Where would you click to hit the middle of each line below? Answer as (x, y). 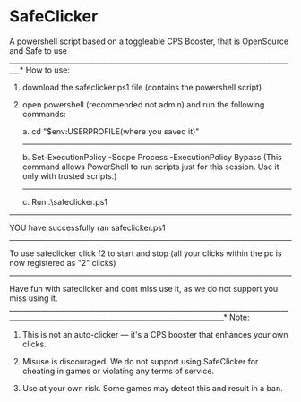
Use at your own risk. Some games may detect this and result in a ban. (153, 388)
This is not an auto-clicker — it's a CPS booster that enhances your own (155, 334)
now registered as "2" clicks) (63, 262)
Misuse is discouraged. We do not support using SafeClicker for (140, 361)
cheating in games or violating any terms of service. (118, 371)
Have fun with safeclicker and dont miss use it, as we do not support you (144, 288)
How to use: (47, 70)
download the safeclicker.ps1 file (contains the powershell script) (142, 87)
